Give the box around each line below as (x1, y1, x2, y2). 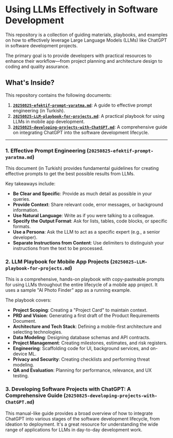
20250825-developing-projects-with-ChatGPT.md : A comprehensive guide (12, 124, 167, 130)
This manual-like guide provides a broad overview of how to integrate (5, 410, 153, 416)
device (12, 351, 27, 357)
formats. (12, 223, 31, 230)
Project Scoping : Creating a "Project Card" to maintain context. (12, 307, 148, 313)
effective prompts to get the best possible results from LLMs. (5, 171, 135, 177)
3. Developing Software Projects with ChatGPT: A (5, 386, 131, 393)
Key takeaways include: (5, 181, 56, 187)
